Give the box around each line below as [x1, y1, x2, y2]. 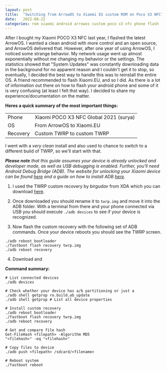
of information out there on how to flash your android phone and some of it [5, 83, 159, 89]
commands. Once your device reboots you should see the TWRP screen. [12, 229, 162, 235]
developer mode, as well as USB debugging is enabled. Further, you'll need [5, 163, 160, 169]
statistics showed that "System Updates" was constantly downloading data [5, 61, 159, 67]
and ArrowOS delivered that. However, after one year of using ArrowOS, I [5, 45, 155, 51]
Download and [12, 256, 42, 262]
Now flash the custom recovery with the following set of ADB [12, 224, 138, 230]
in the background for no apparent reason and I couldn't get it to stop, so [5, 67, 155, 73]
